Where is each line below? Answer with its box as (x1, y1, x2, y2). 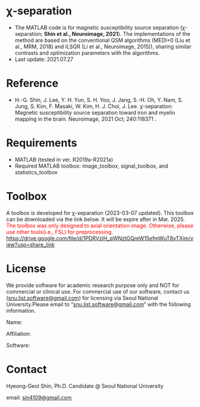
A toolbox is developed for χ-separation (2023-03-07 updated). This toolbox (6, 209, 194, 216)
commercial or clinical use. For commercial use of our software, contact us (6, 288, 190, 295)
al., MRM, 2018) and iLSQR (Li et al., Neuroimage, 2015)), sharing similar (14, 43, 192, 50)
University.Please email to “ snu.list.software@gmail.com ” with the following (6, 300, 192, 308)
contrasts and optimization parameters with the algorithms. (14, 49, 160, 56)
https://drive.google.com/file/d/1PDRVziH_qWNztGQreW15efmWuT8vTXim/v (6, 235, 193, 242)
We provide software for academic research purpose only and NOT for (6, 282, 180, 289)
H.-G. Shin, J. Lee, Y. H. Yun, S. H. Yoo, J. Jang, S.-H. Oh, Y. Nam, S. (14, 96, 183, 103)
